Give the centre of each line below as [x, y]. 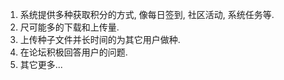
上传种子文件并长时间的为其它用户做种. [100, 39]
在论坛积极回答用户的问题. [73, 52]
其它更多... [41, 64]
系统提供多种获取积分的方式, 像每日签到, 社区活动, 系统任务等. [147, 14]
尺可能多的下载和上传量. [69, 27]
